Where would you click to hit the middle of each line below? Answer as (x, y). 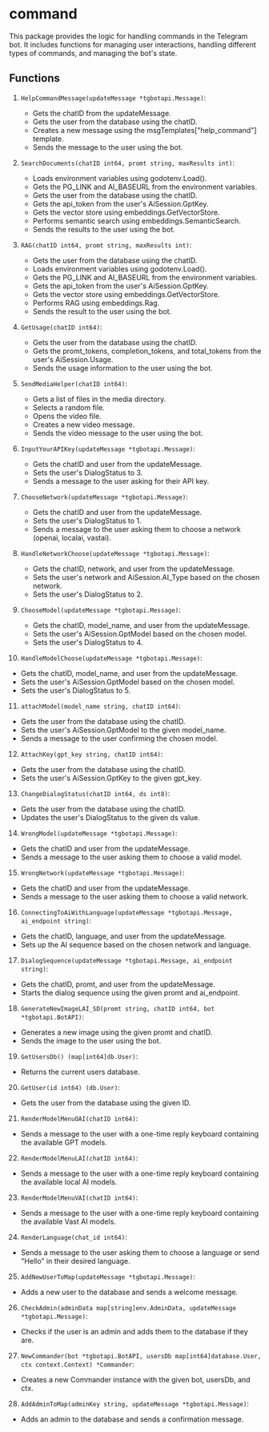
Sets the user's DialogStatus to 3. (88, 473)
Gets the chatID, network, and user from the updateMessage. (134, 569)
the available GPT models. (64, 1142)
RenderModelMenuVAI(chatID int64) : (79, 1197)
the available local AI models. (69, 1181)
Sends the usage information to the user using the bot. (122, 368)
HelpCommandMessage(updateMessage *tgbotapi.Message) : (113, 98)
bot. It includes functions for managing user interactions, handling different (133, 44)
